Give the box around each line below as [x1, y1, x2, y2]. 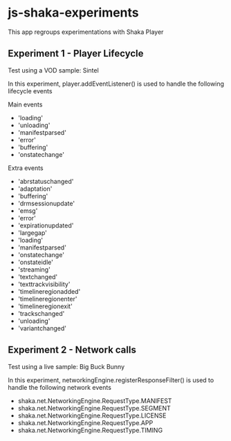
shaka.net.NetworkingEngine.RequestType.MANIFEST [17, 396, 172, 405]
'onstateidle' [17, 258, 54, 266]
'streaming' [17, 265, 50, 274]
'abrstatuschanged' [17, 177, 74, 185]
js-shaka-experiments [8, 5, 139, 21]
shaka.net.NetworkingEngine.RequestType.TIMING [17, 426, 163, 434]
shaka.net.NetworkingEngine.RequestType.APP [17, 418, 154, 426]
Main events [8, 100, 43, 109]
